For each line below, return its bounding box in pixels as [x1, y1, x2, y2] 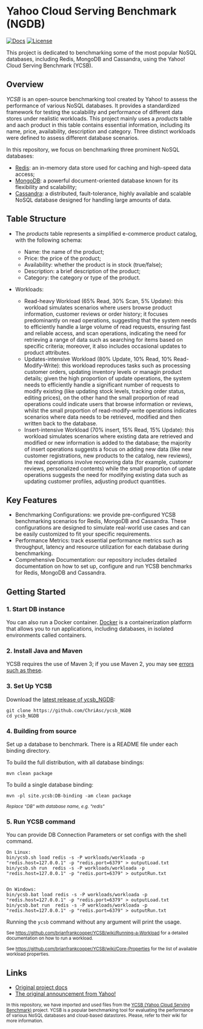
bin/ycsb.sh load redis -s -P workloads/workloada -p [6, 854, 145, 861]
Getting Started [6, 587, 66, 597]
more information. [6, 1018, 44, 1024]
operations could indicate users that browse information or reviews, [24, 400, 193, 407]
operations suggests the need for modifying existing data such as [24, 471, 188, 478]
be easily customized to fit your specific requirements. [15, 530, 151, 538]
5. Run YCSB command [6, 817, 76, 825]
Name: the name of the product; [24, 248, 104, 255]
